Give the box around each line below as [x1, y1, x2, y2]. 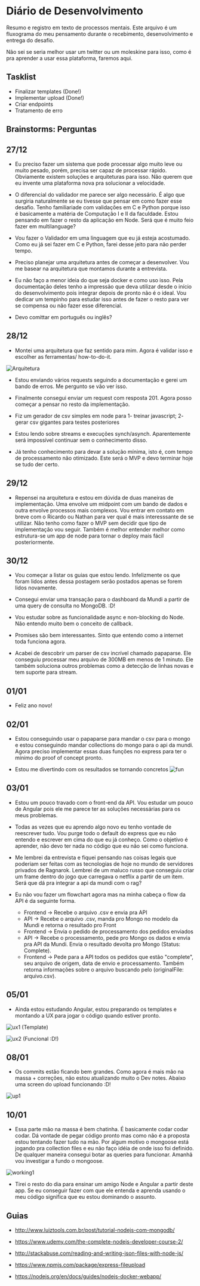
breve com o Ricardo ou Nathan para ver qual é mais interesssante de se [14, 513, 194, 520]
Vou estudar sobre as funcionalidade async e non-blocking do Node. [14, 614, 185, 621]
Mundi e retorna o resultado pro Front [23, 921, 116, 928]
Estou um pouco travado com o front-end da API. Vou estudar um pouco [14, 799, 193, 806]
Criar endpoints [14, 100, 54, 108]
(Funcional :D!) [23, 1035, 59, 1042]
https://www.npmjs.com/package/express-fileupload [14, 1261, 146, 1269]
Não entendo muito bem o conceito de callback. [14, 620, 133, 627]
